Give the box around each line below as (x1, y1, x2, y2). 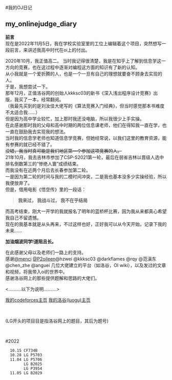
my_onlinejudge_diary (5, 20, 77, 28)
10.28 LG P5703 (10, 352, 42, 357)
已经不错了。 (27, 141, 55, 148)
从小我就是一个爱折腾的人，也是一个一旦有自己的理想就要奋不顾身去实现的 (5, 70, 162, 77)
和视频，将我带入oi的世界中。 (5, 268, 68, 275)
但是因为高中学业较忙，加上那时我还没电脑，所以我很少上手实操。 (5, 115, 144, 122)
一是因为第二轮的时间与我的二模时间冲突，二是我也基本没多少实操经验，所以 (5, 173, 167, 179)
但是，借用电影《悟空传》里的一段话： (5, 186, 86, 192)
